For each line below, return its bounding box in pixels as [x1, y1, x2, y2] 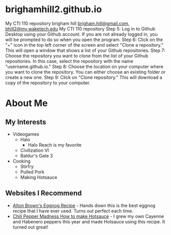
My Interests [5, 118, 46, 126]
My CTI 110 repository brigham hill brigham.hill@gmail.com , [5, 20, 130, 26]
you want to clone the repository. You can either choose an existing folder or [5, 69, 166, 75]
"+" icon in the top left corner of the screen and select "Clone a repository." [5, 42, 164, 48]
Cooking [12, 158, 31, 164]
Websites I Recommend [5, 189, 82, 197]
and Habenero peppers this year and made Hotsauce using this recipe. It [12, 218, 165, 224]
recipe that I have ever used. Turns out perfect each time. [12, 208, 133, 214]
